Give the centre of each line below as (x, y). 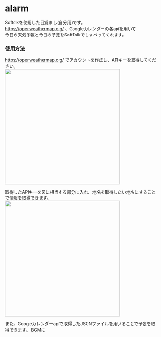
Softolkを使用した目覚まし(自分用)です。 (45, 22)
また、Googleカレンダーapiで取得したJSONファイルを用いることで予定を (78, 324)
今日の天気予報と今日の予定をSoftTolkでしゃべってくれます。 (66, 35)
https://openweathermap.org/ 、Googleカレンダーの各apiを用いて (71, 28)
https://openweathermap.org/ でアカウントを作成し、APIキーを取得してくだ (81, 60)
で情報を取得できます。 (28, 198)
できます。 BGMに (27, 330)
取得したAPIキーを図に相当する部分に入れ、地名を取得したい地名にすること (80, 192)
